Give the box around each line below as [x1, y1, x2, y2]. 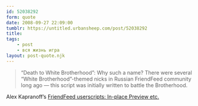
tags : [6, 36, 20, 42]
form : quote [6, 14, 36, 20]
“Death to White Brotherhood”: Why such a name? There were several [20, 69, 192, 76]
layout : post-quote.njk [6, 53, 65, 59]
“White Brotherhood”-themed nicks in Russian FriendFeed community [20, 75, 191, 82]
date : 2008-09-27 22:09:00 [6, 20, 73, 25]
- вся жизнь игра [17, 47, 60, 53]
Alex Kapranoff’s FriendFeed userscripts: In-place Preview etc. [6, 93, 159, 100]
